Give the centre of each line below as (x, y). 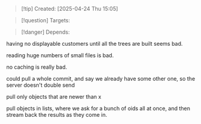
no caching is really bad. (37, 67)
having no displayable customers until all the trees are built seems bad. (94, 44)
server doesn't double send (41, 85)
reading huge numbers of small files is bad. (60, 55)
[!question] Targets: (46, 20)
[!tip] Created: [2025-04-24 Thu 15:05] (69, 9)
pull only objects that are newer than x (54, 97)
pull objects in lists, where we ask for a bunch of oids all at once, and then (98, 108)
